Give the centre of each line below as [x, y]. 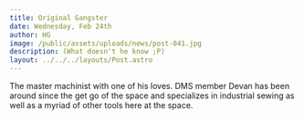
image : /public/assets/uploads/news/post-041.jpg [106, 43]
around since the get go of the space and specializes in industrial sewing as [152, 95]
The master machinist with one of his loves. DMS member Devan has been [150, 86]
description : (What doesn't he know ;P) [88, 52]
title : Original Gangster [58, 18]
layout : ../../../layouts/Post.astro [81, 60]
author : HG [30, 35]
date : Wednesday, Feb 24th [61, 26]
